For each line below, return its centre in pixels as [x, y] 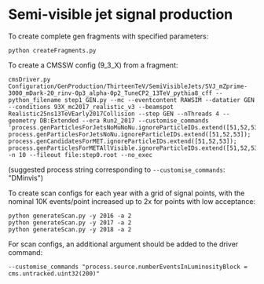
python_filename [35, 100]
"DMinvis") [26, 177]
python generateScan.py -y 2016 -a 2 [70, 216]
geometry [22, 120]
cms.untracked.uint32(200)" [54, 273]
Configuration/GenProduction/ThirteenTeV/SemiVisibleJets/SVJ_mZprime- [128, 86]
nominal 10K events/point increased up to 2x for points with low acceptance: [132, 201]
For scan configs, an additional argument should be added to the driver [123, 244]
